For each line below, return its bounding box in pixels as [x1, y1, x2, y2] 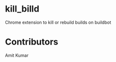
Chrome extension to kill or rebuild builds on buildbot [5, 19, 111, 25]
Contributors [5, 36, 58, 47]
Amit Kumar [5, 52, 29, 58]
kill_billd [5, 3, 39, 15]
